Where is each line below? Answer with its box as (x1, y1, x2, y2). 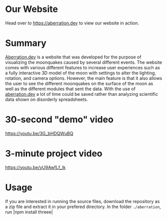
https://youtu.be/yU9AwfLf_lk (5, 164, 66, 170)
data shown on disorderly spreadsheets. (5, 96, 88, 102)
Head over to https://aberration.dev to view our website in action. (5, 20, 140, 26)
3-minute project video (5, 148, 103, 159)
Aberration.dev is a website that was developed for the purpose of (5, 54, 142, 60)
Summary (5, 37, 46, 49)
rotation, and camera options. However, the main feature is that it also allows (5, 75, 163, 81)
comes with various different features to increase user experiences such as (5, 64, 161, 70)
